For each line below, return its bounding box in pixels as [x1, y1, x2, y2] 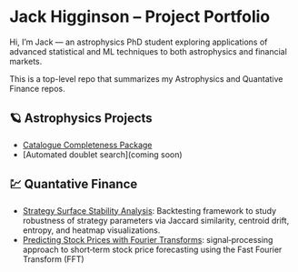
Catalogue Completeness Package [22, 139, 153, 150]
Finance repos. [9, 83, 65, 94]
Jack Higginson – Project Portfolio [9, 6, 271, 27]
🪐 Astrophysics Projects [9, 111, 153, 126]
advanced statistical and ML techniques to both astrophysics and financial [9, 45, 288, 56]
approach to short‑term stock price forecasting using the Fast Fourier [22, 244, 283, 255]
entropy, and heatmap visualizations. [22, 225, 161, 236]
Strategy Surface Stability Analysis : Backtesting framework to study [22, 205, 277, 216]
